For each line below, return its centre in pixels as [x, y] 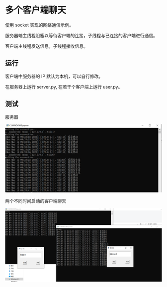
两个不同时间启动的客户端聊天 [36, 201]
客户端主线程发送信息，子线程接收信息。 [46, 46]
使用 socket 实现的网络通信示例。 [39, 25]
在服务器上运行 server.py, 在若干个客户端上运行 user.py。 [64, 87]
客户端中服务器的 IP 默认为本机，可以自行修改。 [54, 76]
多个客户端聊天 [36, 10]
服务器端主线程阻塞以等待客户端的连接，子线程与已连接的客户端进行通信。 [81, 35]
